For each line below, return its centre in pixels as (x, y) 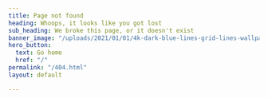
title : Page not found (46, 16)
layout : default (35, 75)
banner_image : (32, 38)
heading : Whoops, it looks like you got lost (85, 23)
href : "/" (32, 61)
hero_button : (30, 45)
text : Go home (39, 53)
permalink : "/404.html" (48, 68)
